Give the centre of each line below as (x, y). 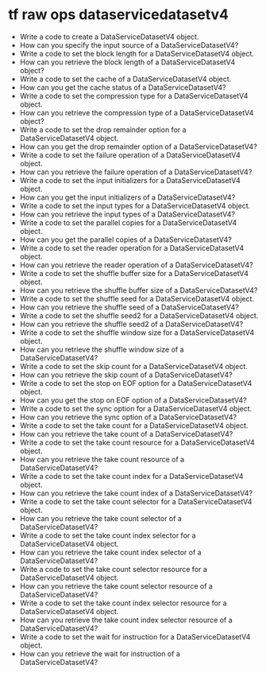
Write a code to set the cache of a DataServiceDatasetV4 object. (125, 79)
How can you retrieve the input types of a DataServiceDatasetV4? (127, 214)
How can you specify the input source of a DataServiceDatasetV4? (129, 45)
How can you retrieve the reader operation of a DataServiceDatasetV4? (136, 265)
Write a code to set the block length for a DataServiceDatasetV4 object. (137, 53)
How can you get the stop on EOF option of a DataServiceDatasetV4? (133, 400)
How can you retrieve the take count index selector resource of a (126, 620)
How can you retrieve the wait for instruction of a (100, 653)
